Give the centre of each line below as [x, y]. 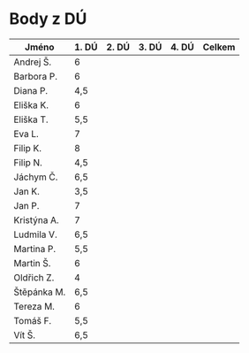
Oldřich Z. [34, 277]
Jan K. [26, 191]
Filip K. [28, 148]
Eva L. [26, 134]
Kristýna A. [36, 219]
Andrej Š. [33, 62]
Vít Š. [25, 334]
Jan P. [26, 205]
